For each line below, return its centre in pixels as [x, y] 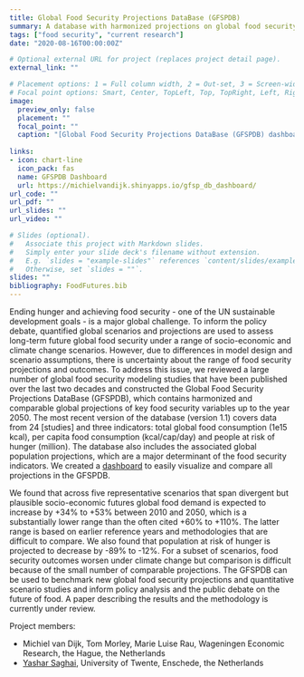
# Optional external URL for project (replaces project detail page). [145, 60]
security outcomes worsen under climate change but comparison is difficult [150, 560]
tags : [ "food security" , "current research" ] [96, 34]
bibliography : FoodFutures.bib [68, 286]
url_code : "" [34, 194]
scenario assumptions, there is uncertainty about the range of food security [151, 360]
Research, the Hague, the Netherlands [94, 653]
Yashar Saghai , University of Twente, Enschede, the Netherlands [143, 663]
